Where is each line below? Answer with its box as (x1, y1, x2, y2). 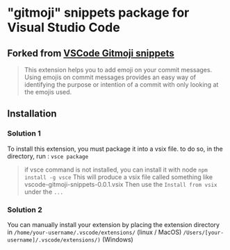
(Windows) (101, 235, 133, 244)
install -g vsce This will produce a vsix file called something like (24, 172, 213, 181)
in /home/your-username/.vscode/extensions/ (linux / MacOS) (7, 228, 182, 236)
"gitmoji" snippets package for (7, 5, 190, 21)
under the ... (24, 187, 64, 196)
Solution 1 (7, 128, 41, 138)
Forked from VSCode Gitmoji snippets (7, 47, 175, 59)
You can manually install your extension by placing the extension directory (7, 220, 220, 228)
